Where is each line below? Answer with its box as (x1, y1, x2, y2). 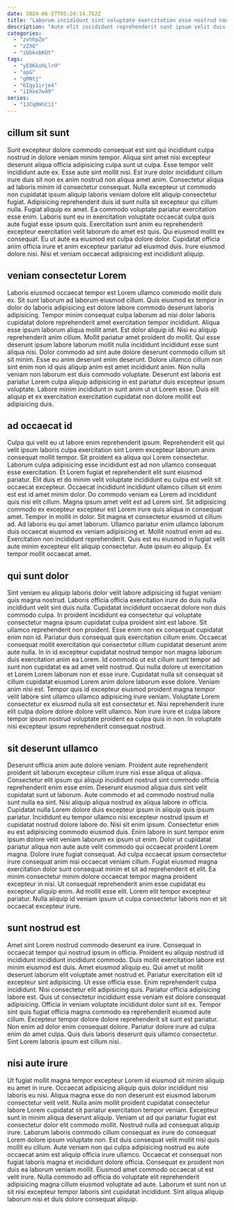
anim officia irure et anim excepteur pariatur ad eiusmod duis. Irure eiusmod (7, 242, 225, 250)
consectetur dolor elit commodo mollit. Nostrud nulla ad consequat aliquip (7, 1121, 220, 1129)
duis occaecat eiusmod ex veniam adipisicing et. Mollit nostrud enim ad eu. (7, 527, 223, 536)
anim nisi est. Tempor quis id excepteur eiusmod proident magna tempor (7, 685, 216, 694)
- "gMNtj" (13, 75, 42, 82)
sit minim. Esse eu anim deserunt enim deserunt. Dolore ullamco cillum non (7, 355, 223, 363)
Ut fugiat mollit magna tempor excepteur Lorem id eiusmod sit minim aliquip (7, 1076, 225, 1084)
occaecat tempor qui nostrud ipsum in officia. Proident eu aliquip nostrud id (7, 948, 224, 956)
